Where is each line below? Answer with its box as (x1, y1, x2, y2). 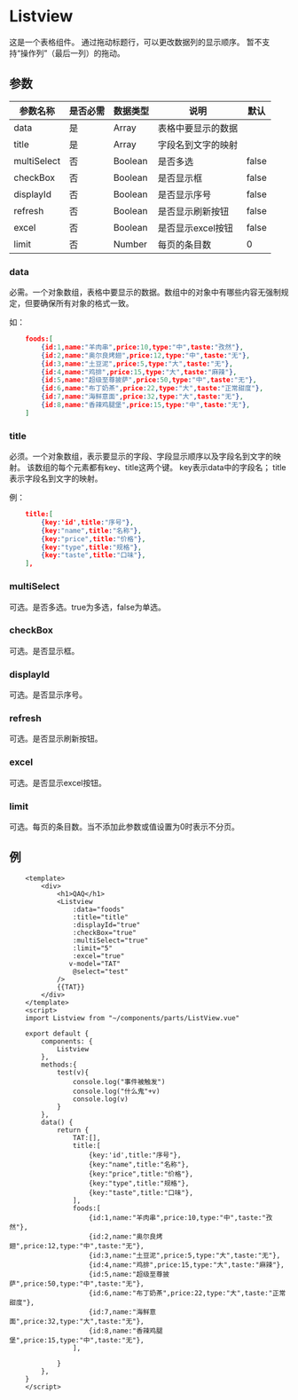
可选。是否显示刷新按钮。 (9, 734, 103, 744)
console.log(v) (72, 1094, 129, 1104)
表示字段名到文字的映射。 (9, 473, 103, 484)
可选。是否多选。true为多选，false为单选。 (9, 602, 167, 612)
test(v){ (56, 1067, 90, 1077)
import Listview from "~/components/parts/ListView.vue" (25, 1013, 240, 1022)
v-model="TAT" (68, 959, 122, 968)
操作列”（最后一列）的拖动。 (20, 47, 126, 59)
